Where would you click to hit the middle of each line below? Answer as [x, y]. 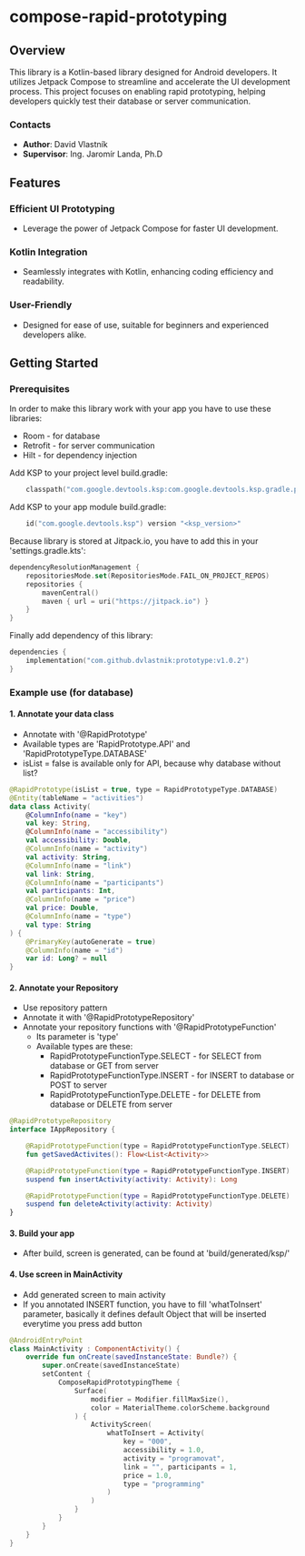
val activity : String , [69, 857]
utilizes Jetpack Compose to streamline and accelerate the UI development [150, 82]
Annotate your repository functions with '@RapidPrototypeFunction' [149, 1027]
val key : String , [59, 823]
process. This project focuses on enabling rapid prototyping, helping [138, 91]
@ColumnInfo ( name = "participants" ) [95, 883]
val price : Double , [63, 908]
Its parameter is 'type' [77, 1037]
